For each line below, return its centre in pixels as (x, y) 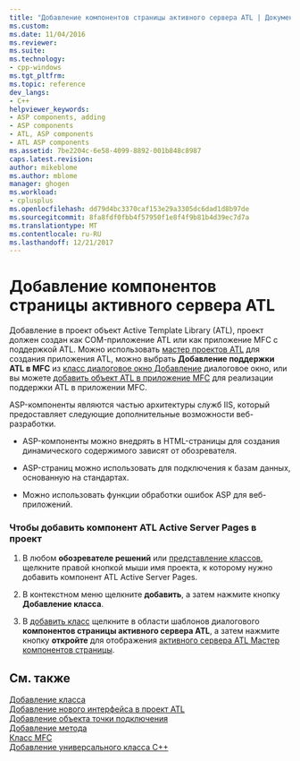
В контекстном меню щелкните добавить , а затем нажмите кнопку (151, 594)
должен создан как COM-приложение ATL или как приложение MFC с (144, 340)
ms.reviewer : (33, 43)
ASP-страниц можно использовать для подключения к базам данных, (156, 468)
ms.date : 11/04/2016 (48, 34)
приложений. (47, 504)
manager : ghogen (39, 184)
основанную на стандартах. (75, 478)
